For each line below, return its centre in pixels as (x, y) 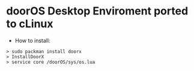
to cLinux (30, 24)
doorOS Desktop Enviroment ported (97, 11)
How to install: (32, 40)
